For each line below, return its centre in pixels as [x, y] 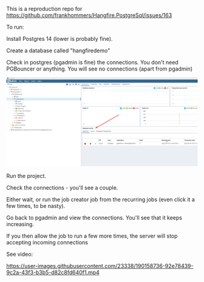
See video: [20, 254]
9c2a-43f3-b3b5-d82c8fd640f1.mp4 [53, 272]
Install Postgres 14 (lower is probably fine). [59, 39]
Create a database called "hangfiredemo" [58, 50]
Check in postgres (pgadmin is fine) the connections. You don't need [93, 62]
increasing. [20, 224]
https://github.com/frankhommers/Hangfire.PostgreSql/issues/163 [89, 15]
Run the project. [26, 176]
